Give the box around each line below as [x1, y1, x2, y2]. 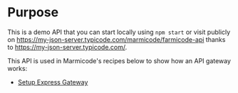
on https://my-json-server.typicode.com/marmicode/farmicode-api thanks [7, 35, 226, 43]
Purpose [7, 4, 59, 21]
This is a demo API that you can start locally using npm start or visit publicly [7, 28, 231, 36]
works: [7, 64, 28, 72]
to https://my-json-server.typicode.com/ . [7, 43, 128, 51]
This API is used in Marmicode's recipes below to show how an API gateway [7, 56, 232, 65]
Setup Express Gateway [17, 77, 88, 86]
